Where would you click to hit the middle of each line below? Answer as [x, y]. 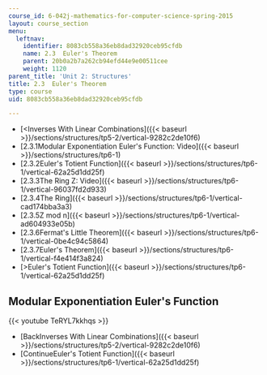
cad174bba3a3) [46, 207]
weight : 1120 [45, 69]
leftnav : [30, 39]
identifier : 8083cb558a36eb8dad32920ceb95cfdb [103, 46]
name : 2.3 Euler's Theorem [70, 54]
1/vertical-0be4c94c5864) [64, 241]
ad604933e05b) [47, 224]
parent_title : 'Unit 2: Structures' [70, 76]
